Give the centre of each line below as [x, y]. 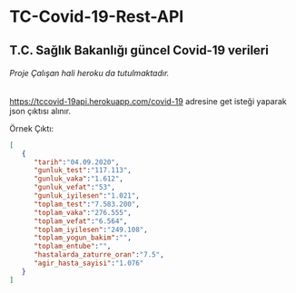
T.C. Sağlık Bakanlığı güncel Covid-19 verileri [139, 50]
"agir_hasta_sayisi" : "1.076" [89, 264]
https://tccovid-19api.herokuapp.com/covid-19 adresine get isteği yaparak [148, 101]
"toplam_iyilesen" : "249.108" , [90, 230]
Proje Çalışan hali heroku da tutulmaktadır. [89, 73]
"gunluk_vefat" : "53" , [74, 188]
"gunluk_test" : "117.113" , [82, 171]
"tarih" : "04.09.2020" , [76, 162]
